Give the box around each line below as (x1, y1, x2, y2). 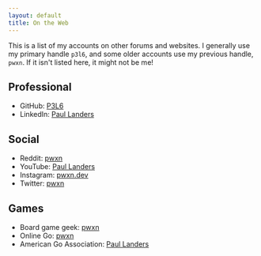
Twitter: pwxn (19, 179, 65, 188)
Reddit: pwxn (19, 153, 63, 163)
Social (8, 132, 40, 146)
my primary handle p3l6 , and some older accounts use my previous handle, (8, 49, 254, 58)
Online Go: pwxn (19, 231, 74, 240)
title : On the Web (8, 19, 69, 27)
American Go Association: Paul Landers (19, 239, 149, 249)
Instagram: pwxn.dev (19, 171, 89, 180)
